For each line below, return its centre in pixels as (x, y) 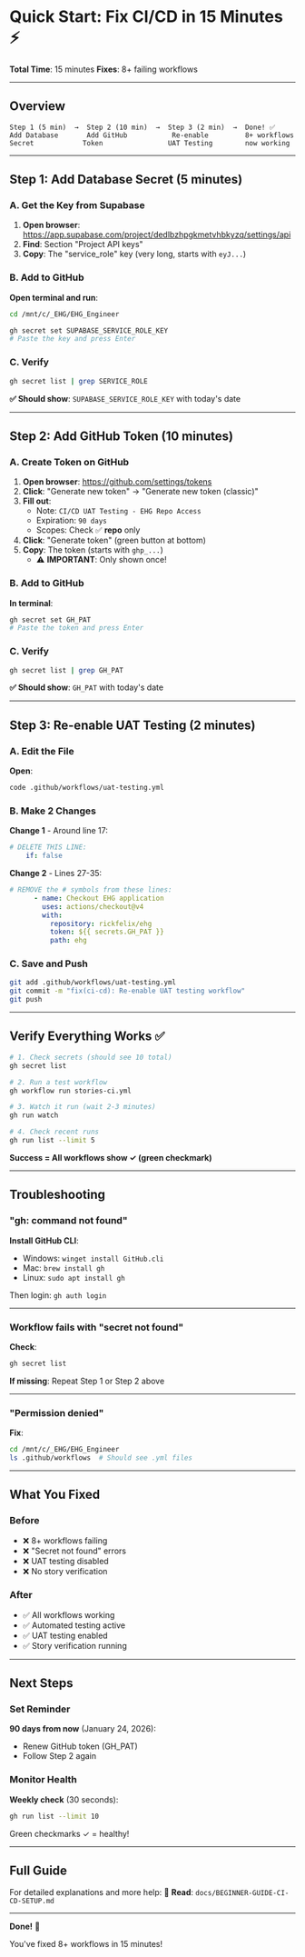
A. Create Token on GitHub (69, 462)
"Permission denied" (57, 1413)
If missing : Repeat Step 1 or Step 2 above (87, 1381)
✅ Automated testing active (74, 1625)
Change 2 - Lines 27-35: (56, 874)
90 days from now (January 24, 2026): (83, 1729)
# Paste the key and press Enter (73, 339)
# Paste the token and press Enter (77, 628)
